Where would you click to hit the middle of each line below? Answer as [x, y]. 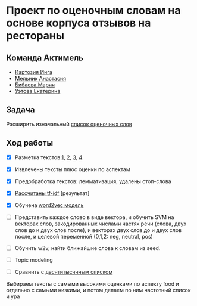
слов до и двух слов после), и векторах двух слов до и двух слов [98, 230]
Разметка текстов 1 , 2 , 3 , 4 [49, 157]
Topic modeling [34, 260]
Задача [21, 110]
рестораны [35, 36]
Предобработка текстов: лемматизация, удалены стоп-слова [93, 181]
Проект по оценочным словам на [93, 10]
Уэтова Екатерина [37, 91]
